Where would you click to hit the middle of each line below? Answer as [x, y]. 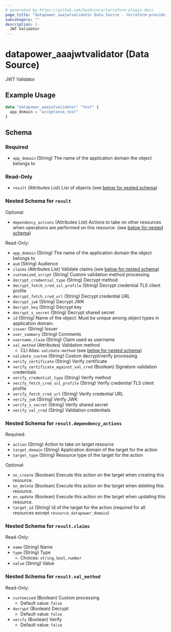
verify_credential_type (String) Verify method [62, 377]
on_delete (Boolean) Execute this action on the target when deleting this [88, 486]
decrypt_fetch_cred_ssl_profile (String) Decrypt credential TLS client [87, 285]
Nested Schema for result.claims [48, 526]
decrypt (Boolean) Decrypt [40, 609]
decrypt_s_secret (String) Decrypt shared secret [63, 312]
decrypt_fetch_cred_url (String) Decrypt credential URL [72, 296]
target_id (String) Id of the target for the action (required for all [79, 507]
